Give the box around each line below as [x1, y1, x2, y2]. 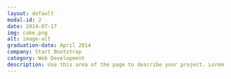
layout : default [7, 10, 54, 17]
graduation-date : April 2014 [7, 42, 91, 49]
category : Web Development [7, 55, 85, 62]
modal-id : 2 [7, 16, 41, 23]
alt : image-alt [7, 36, 51, 43]
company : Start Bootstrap [7, 49, 82, 56]
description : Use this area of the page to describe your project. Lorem [7, 61, 225, 68]
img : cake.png [7, 29, 48, 36]
